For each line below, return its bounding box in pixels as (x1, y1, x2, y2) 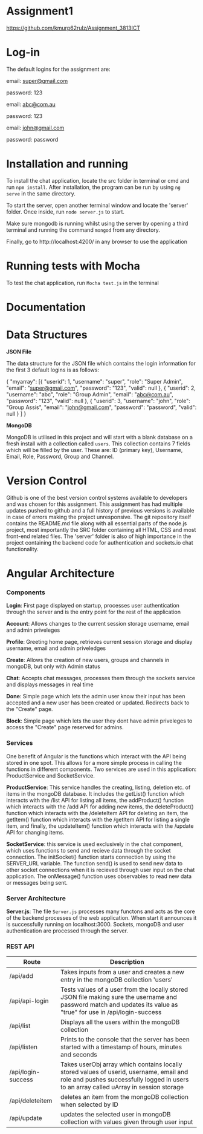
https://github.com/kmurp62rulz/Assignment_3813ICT (6, 24, 141, 31)
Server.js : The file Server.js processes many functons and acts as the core (6, 908, 195, 915)
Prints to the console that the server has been (60, 1035, 190, 1044)
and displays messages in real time (6, 681, 94, 688)
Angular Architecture (6, 567, 115, 580)
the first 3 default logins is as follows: (6, 366, 100, 373)
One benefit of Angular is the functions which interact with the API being (6, 752, 187, 760)
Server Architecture (6, 894, 66, 902)
